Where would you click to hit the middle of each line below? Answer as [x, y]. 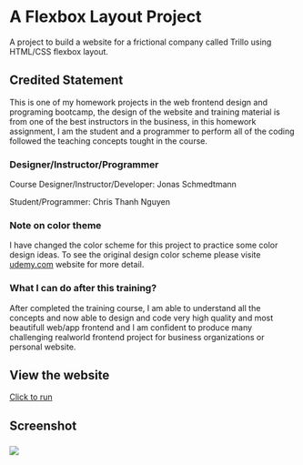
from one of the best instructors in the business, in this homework [133, 121]
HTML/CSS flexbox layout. [59, 51]
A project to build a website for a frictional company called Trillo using [141, 42]
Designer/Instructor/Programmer [84, 164]
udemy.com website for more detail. [77, 265]
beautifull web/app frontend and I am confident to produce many [131, 327]
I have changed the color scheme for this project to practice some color [144, 245]
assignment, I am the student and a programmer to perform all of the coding [152, 131]
